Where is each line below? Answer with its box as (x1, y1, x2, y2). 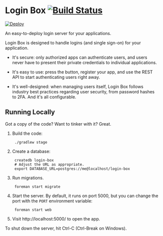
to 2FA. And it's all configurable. (12, 94, 76, 100)
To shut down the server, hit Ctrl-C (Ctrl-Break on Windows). (5, 225, 127, 231)
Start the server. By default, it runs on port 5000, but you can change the (12, 193, 159, 199)
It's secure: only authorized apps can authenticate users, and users (12, 54, 147, 60)
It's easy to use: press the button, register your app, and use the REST (12, 69, 153, 75)
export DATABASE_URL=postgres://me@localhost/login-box (14, 166, 130, 171)
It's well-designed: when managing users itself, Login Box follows (12, 83, 144, 90)
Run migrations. (12, 175, 44, 181)
